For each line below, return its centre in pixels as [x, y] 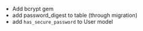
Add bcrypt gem [33, 9]
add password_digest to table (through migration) [75, 15]
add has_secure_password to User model [63, 22]
